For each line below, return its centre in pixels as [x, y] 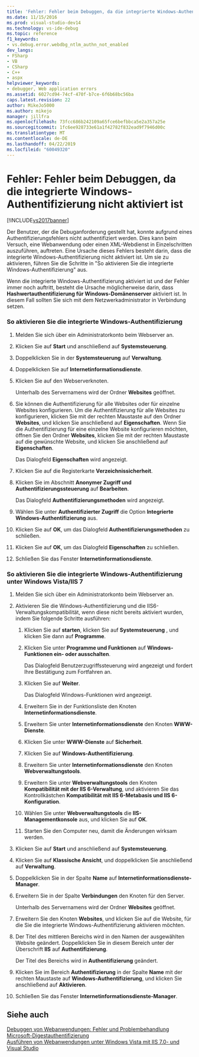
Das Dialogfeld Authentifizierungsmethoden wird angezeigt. [90, 500]
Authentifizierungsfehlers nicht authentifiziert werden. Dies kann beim [92, 238]
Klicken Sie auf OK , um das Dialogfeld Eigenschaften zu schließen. [97, 547]
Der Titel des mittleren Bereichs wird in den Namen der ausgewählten [100, 937]
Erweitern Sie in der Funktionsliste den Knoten [80, 706]
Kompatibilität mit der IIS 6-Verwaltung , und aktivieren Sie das [101, 789]
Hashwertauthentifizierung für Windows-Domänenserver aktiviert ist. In [97, 294]
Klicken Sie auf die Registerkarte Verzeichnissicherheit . [84, 471]
